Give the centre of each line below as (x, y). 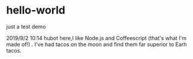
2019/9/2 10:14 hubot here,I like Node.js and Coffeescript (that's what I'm (96, 38)
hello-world (36, 10)
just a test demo (26, 27)
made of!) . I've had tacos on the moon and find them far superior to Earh (96, 44)
